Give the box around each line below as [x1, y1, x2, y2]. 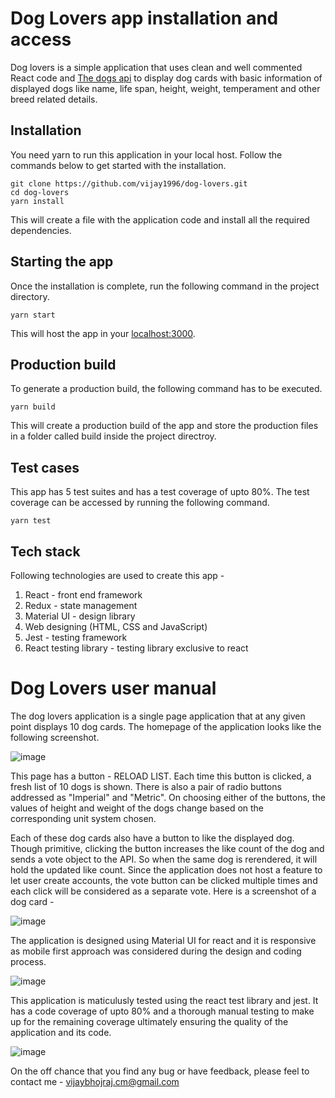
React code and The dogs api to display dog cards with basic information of [10, 72, 323, 84]
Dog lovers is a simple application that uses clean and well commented [10, 61, 303, 73]
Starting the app [10, 253, 114, 271]
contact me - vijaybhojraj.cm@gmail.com [10, 1075, 180, 1087]
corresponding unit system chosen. [10, 812, 157, 824]
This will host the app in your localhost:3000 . [10, 327, 196, 339]
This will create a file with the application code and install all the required [10, 213, 310, 226]
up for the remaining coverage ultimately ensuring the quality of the [10, 1015, 289, 1027]
